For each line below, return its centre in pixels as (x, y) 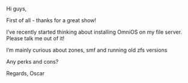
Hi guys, (17, 9)
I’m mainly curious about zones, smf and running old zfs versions (87, 50)
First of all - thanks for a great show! (51, 20)
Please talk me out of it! (35, 38)
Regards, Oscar (26, 73)
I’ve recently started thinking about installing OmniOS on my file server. (94, 32)
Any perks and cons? (32, 62)
